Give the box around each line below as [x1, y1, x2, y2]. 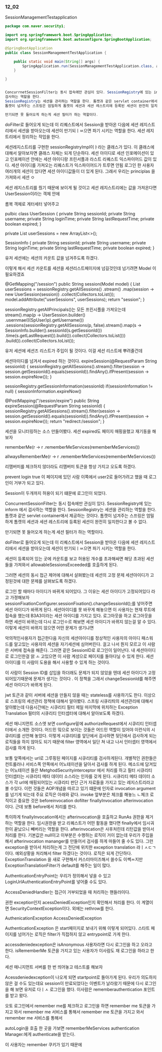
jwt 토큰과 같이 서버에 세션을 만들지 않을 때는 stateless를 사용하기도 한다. [5, 692, 143, 698]
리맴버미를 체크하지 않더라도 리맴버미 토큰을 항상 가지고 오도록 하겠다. [5, 463, 136, 469]
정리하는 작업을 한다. [21, 133, 61, 139]
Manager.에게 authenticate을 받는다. [5, 1031, 76, 1037]
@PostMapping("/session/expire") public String [5, 398, 100, 404]
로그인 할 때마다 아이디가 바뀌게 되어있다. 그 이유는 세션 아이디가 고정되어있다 [5, 588, 150, 594]
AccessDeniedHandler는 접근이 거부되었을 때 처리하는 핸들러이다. [5, 889, 131, 895]
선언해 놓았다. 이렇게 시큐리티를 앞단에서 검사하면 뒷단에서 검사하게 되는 [21, 732, 157, 738]
